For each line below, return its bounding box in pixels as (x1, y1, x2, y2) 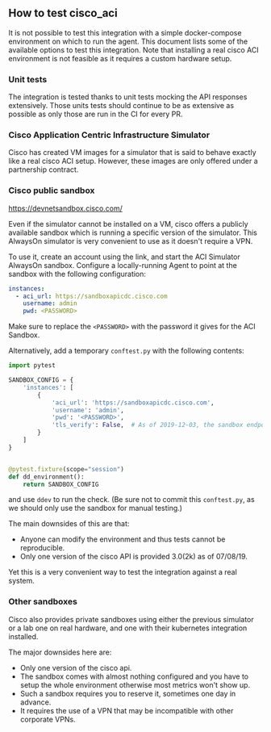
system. (8, 576, 35, 586)
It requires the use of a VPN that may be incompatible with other (19, 705, 234, 715)
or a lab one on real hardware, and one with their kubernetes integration (8, 623, 248, 633)
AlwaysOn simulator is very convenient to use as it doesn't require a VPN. (8, 236, 253, 245)
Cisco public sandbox (8, 185, 95, 196)
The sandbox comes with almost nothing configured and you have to (19, 671, 248, 681)
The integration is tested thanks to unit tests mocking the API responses (8, 92, 248, 102)
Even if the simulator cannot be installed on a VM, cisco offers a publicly (8, 219, 248, 228)
